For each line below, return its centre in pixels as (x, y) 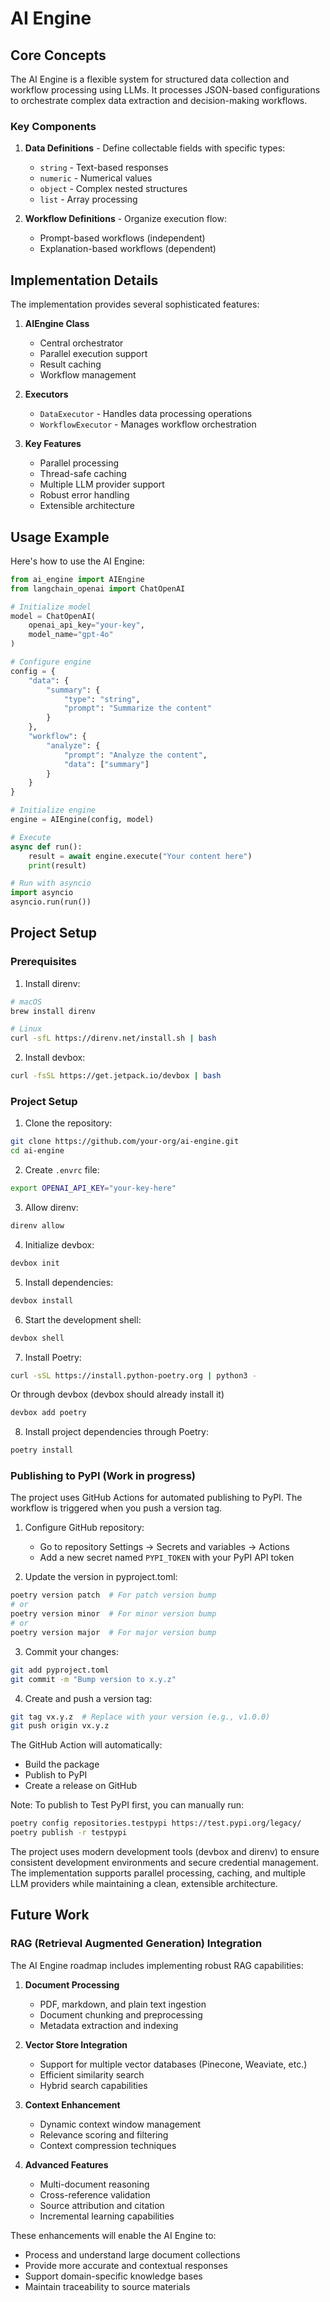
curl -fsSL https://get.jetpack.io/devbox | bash (116, 1076)
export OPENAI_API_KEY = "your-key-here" (93, 1188)
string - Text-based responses (104, 168)
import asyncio (42, 893)
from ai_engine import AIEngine (77, 579)
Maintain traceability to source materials (107, 2286)
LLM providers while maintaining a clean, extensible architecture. (144, 1884)
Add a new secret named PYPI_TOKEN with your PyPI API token (167, 1558)
